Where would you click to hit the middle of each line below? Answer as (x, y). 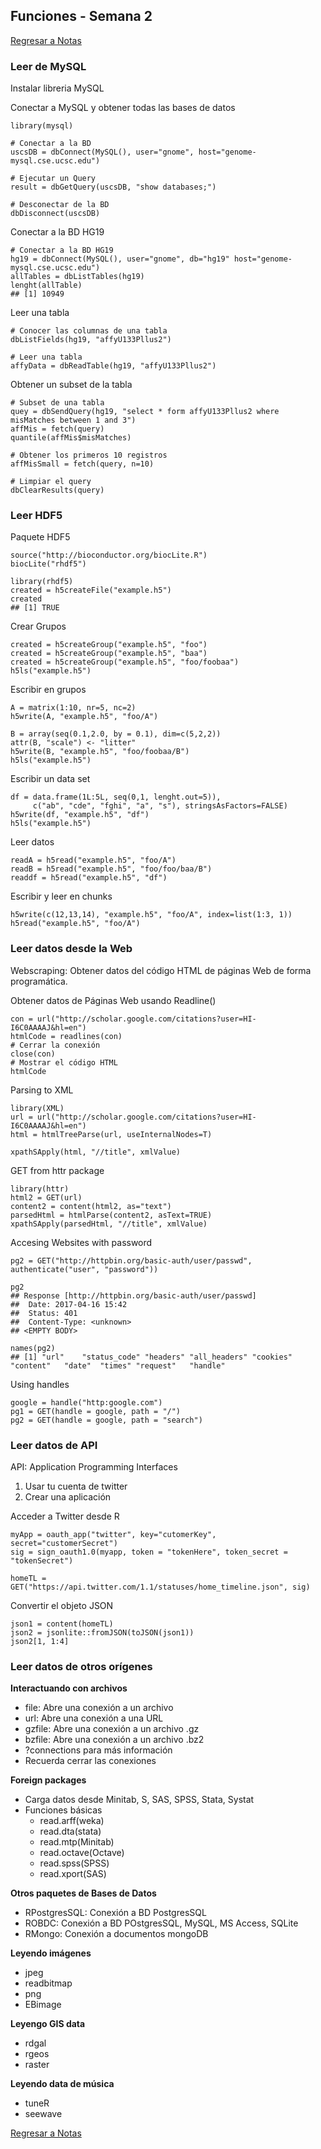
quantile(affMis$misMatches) (71, 438)
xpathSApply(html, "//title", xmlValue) (96, 1152)
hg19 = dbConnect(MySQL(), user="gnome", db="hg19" (120, 259)
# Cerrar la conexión (55, 1045)
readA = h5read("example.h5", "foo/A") (93, 860)
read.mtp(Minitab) (77, 1842)
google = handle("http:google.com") (86, 1402)
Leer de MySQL (48, 66)
